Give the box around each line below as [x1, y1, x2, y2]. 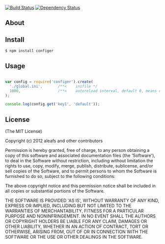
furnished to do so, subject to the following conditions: [5, 173, 115, 179]
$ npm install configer [5, 49, 54, 53]
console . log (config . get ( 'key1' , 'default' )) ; [5, 102, 100, 107]
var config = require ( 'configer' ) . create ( [5, 79, 93, 84]
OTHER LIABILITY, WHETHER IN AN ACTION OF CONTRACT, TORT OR [5, 223, 148, 230]
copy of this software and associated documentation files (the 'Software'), [5, 152, 156, 159]
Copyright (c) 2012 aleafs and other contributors [5, 138, 103, 144]
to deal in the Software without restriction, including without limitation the [5, 158, 153, 164]
